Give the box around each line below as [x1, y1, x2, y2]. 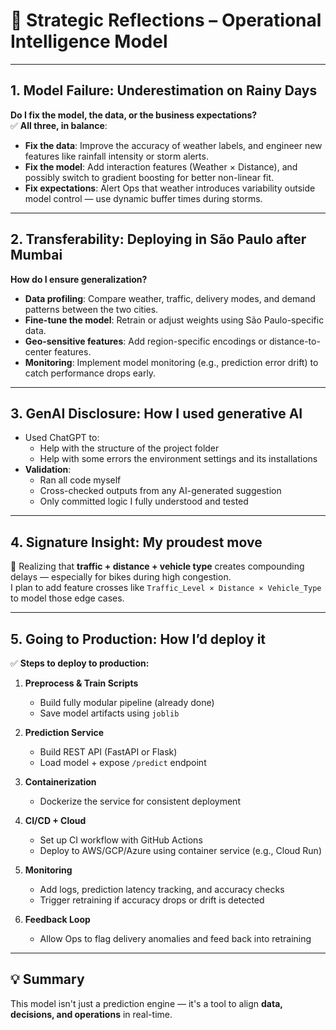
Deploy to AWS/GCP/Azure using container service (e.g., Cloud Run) [39, 845, 322, 856]
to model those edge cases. [10, 592, 125, 604]
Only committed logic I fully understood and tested [39, 495, 249, 508]
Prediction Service [24, 727, 105, 738]
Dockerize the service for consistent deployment [39, 795, 241, 807]
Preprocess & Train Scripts [24, 677, 139, 689]
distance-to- [268, 335, 321, 347]
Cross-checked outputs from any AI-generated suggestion [39, 485, 282, 497]
